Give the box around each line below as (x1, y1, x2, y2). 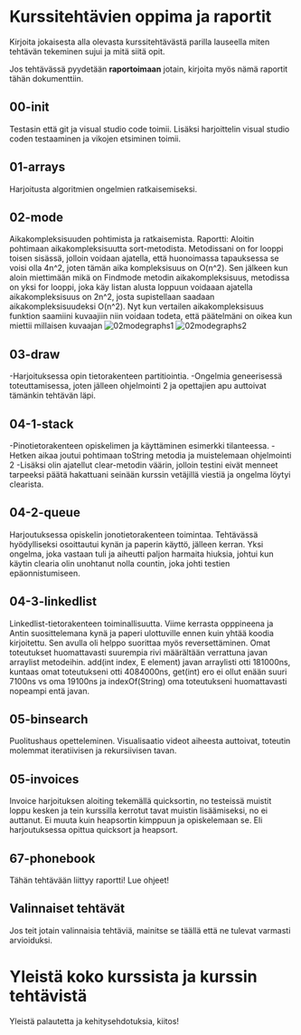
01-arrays (9, 160, 66, 175)
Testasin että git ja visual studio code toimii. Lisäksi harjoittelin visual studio (9, 123, 290, 134)
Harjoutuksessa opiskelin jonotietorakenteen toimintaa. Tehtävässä (9, 528, 259, 540)
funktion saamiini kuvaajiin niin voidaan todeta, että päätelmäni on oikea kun (9, 311, 293, 322)
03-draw (9, 346, 61, 362)
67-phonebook (9, 850, 96, 866)
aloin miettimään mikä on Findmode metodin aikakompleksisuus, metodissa (9, 272, 290, 283)
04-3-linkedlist (9, 594, 98, 609)
